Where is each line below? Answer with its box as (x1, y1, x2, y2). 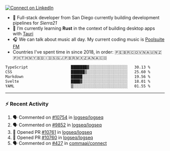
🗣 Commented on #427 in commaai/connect (12, 140, 107, 146)
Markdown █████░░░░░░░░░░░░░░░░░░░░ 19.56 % (5, 74, 151, 79)
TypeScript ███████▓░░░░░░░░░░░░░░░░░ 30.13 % (5, 65, 151, 70)
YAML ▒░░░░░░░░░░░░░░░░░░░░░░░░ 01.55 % (5, 83, 151, 88)
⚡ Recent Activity (5, 100, 49, 108)
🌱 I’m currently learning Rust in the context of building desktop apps (12, 25, 155, 31)
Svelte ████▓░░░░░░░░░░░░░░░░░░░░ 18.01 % (5, 79, 151, 84)
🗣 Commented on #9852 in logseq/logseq (12, 122, 102, 128)
